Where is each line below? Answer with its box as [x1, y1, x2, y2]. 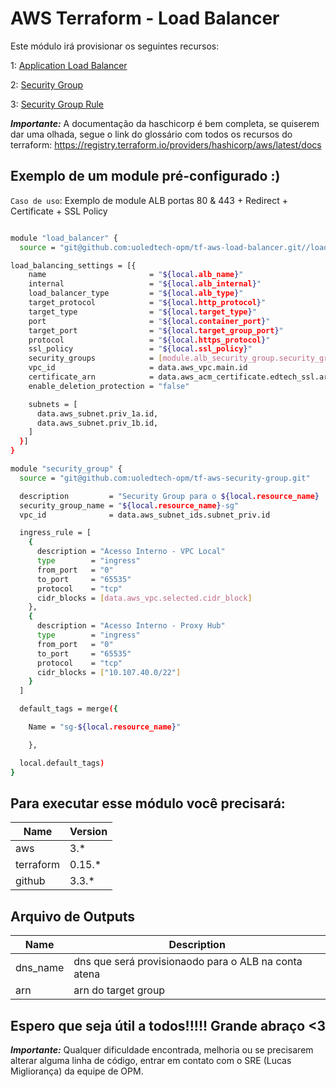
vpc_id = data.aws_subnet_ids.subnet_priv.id [19, 510, 271, 520]
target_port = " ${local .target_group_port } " [28, 325, 284, 336]
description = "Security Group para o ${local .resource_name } [19, 491, 320, 501]
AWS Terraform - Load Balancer [10, 7, 280, 30]
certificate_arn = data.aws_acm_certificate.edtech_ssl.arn [28, 372, 333, 382]
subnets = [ [28, 399, 78, 409]
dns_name [15, 961, 65, 975]
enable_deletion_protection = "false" [28, 381, 190, 391]
